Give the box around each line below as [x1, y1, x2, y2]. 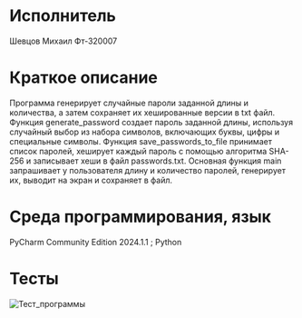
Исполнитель [9, 5, 116, 26]
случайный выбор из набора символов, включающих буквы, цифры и [9, 126, 280, 137]
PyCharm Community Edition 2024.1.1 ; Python [9, 236, 182, 247]
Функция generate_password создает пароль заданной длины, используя [9, 116, 294, 127]
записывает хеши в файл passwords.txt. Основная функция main [33, 155, 282, 166]
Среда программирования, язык [9, 206, 272, 227]
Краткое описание [9, 67, 159, 88]
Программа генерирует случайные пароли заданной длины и [9, 97, 249, 108]
